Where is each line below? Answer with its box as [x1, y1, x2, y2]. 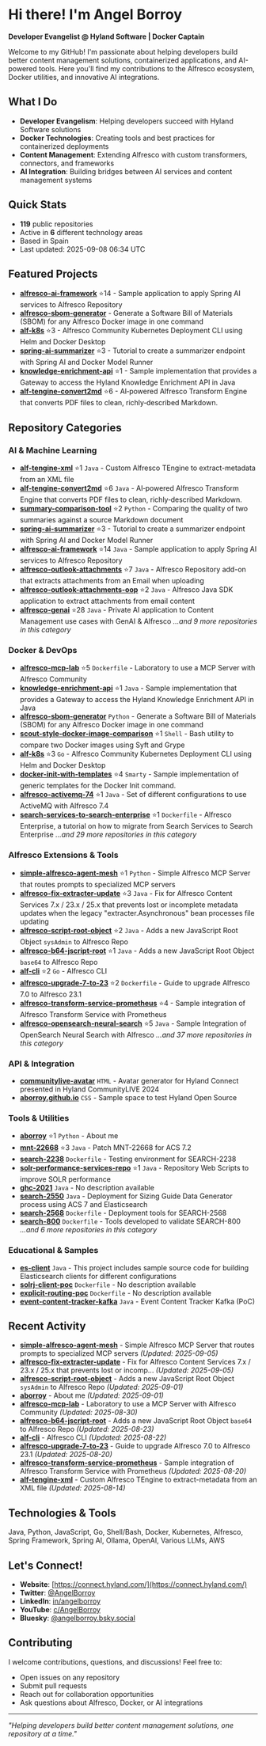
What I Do [8, 95, 58, 108]
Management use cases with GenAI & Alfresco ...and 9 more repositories [19, 617, 257, 626]
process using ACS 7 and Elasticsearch [19, 1200, 148, 1209]
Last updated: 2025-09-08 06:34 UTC [19, 244, 146, 254]
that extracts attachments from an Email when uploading [19, 576, 204, 586]
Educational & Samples [8, 1245, 99, 1256]
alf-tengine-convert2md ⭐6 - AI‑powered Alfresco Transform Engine [19, 386, 248, 397]
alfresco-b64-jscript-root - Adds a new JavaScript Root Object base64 [19, 1416, 252, 1425]
